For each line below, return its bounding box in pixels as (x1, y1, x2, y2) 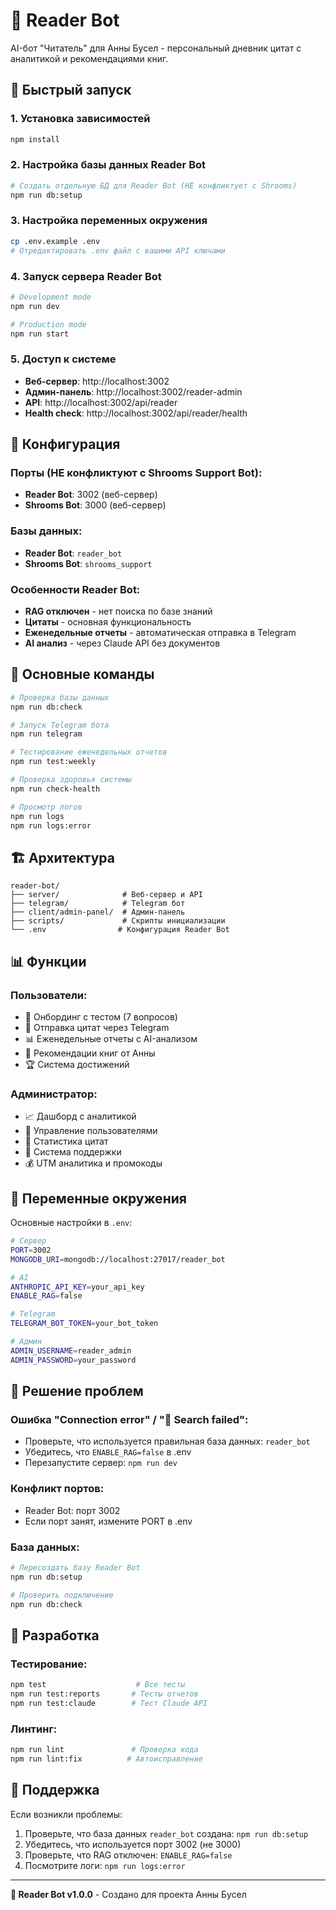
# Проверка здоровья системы (10, 775, 132, 785)
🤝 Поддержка (10, 1782, 100, 1799)
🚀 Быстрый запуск (10, 82, 132, 99)
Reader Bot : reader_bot (24, 547, 123, 559)
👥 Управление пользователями (24, 1125, 158, 1137)
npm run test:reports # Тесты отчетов (10, 1689, 199, 1699)
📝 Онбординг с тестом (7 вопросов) (24, 1010, 178, 1023)
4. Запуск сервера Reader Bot (10, 269, 162, 283)
